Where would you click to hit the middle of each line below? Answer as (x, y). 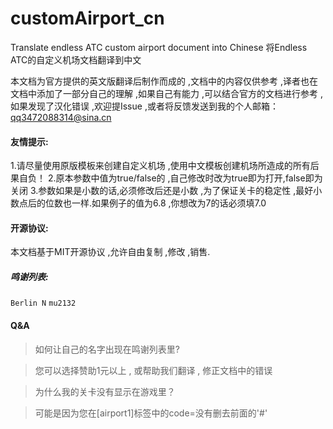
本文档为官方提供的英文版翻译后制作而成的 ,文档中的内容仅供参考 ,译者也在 (164, 81)
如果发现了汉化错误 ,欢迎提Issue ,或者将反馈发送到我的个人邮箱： (144, 106)
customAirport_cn (87, 18)
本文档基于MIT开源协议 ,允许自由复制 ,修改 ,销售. (110, 252)
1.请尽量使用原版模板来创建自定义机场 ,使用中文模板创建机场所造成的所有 (160, 166)
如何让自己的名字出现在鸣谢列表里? (107, 349)
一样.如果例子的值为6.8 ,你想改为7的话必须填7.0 (169, 203)
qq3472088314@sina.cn (61, 117)
